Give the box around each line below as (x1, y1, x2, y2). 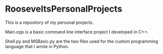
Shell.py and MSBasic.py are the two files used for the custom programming (5, 38, 159, 44)
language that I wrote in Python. (5, 43, 69, 49)
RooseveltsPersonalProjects (5, 3, 122, 15)
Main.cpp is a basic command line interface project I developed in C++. (5, 29, 149, 35)
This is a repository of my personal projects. (5, 19, 94, 25)
